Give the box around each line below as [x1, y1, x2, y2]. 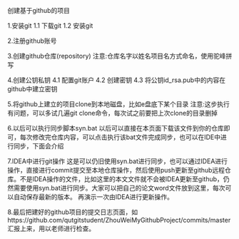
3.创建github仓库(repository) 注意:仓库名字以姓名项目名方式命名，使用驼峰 [7, 52, 226, 60]
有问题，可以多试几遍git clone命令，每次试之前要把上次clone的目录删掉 [7, 109, 218, 117]
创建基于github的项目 [7, 6, 70, 14]
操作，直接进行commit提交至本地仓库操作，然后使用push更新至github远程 [7, 166, 225, 174]
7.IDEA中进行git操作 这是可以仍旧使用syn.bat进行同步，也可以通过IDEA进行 [7, 157, 228, 166]
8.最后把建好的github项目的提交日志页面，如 [7, 208, 138, 216]
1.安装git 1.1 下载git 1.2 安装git [7, 21, 93, 30]
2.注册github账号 [7, 36, 57, 45]
